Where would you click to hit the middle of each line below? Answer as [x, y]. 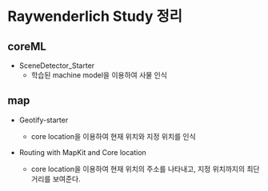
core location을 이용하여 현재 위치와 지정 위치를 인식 [114, 136]
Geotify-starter [44, 120]
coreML [27, 46]
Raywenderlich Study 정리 [95, 16]
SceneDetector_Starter [57, 66]
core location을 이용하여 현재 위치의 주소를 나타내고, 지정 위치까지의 [138, 169]
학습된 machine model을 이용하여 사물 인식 [99, 75]
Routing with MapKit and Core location [83, 152]
